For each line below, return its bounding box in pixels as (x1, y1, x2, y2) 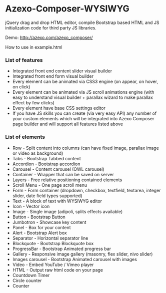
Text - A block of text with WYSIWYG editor (12, 198, 102, 204)
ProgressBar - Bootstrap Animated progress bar (12, 246, 111, 252)
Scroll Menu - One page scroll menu (12, 182, 87, 188)
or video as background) (12, 150, 63, 156)
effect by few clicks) (12, 100, 55, 106)
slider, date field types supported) (12, 193, 82, 199)
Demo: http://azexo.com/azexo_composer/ (5, 34, 93, 40)
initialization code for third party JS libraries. (5, 24, 96, 30)
